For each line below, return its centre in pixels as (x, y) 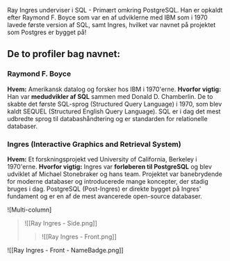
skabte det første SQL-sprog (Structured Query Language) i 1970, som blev (115, 104)
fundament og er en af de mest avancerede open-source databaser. (105, 196)
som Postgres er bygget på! (47, 32)
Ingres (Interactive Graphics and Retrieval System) (95, 144)
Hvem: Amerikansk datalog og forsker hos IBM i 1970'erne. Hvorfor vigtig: (114, 89)
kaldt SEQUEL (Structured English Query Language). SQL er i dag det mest (114, 111)
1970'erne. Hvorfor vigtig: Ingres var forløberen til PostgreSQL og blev (109, 166)
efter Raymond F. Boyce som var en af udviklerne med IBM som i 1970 (108, 17)
